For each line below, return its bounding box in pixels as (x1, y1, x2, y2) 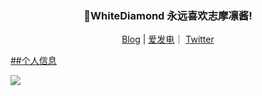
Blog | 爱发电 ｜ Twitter (121, 33, 215, 46)
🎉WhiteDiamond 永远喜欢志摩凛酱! (83, 8, 253, 22)
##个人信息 (10, 55, 57, 67)
